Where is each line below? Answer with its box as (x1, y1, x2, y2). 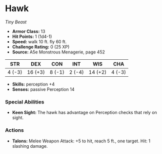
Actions (5, 127, 24, 134)
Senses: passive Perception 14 (12, 86, 75, 92)
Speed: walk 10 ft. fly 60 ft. (12, 38, 67, 44)
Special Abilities (5, 98, 44, 105)
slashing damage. (12, 143, 48, 149)
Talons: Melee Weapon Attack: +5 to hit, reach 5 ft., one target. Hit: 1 (12, 138, 150, 144)
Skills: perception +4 (12, 81, 55, 87)
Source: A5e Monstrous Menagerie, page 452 (12, 49, 105, 55)
